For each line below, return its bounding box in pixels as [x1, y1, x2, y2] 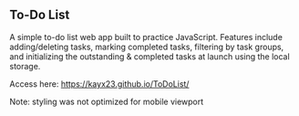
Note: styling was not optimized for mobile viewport [9, 96, 204, 107]
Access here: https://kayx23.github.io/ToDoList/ [9, 78, 190, 90]
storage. [9, 60, 41, 71]
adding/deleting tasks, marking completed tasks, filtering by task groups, [9, 41, 284, 52]
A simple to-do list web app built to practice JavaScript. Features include [9, 31, 283, 42]
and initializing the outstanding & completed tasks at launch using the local [9, 50, 290, 62]
